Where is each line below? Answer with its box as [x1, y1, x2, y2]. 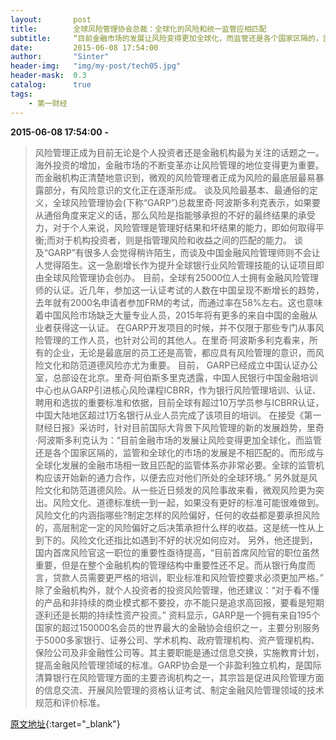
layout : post [10, 14, 92, 25]
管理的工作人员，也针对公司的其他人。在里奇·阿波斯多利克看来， [43, 334, 310, 346]
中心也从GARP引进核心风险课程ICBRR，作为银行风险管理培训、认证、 [34, 384, 322, 396]
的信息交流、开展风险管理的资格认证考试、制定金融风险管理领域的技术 [34, 684, 325, 696]
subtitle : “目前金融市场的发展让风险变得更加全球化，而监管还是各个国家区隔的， [10, 33, 323, 43]
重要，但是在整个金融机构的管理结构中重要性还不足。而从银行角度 [34, 559, 307, 571]
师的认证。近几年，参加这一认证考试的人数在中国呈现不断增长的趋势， [34, 284, 325, 296]
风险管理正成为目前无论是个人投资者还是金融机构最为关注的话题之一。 [34, 146, 325, 158]
